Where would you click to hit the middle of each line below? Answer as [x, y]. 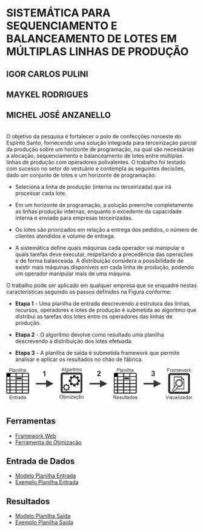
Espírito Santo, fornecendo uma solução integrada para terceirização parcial [101, 143]
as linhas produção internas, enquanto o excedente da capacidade [98, 211]
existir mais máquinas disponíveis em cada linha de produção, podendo [105, 267]
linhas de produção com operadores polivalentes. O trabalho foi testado [96, 162]
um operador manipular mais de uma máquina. [73, 274]
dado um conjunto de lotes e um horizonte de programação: [81, 175]
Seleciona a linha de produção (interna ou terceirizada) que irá [93, 187]
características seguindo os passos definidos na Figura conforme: [89, 292]
